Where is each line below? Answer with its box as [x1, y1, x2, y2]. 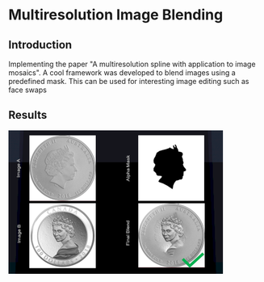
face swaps [8, 85, 47, 95]
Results [8, 108, 48, 122]
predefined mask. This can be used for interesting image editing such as [8, 77, 249, 86]
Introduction [8, 38, 73, 52]
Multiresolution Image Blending [8, 6, 224, 24]
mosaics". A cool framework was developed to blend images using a [8, 68, 236, 78]
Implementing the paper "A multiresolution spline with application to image [8, 59, 256, 69]
